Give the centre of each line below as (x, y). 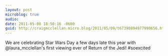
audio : (12, 19)
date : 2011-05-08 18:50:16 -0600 (40, 24)
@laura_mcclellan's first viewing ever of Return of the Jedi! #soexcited (78, 48)
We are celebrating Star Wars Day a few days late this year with (70, 42)
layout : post (19, 10)
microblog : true (22, 14)
